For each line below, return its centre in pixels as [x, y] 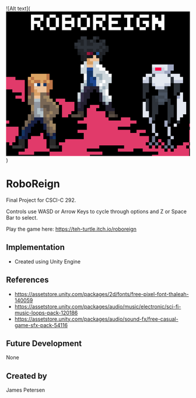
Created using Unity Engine [48, 261]
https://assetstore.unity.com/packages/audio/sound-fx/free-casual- [97, 319]
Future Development [44, 343]
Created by [27, 376]
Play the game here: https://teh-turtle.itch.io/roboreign [71, 229]
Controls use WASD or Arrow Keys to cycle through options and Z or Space [96, 211]
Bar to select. [22, 217]
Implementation [36, 247]
